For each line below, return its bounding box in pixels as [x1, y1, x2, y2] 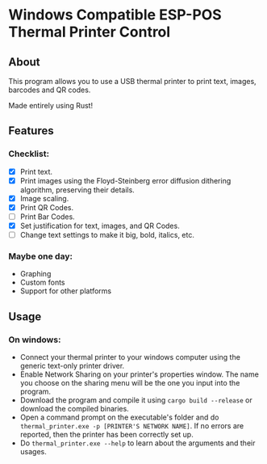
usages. [19, 447, 47, 457]
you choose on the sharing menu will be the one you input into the [19, 378, 240, 388]
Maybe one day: [8, 251, 73, 262]
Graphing [19, 269, 52, 279]
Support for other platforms [19, 286, 111, 296]
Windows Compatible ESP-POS [8, 6, 222, 24]
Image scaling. [19, 193, 69, 203]
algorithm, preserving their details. [19, 184, 135, 195]
